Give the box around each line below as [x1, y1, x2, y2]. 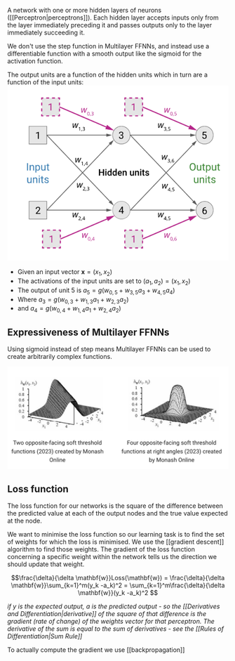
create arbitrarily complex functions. [7, 353, 112, 361]
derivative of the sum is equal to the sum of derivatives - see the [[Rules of [7, 624, 224, 633]
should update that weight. [7, 560, 85, 568]
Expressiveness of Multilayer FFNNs [7, 326, 170, 338]
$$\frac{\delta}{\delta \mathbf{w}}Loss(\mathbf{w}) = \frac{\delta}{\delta [11, 574, 225, 582]
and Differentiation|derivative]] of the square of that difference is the [7, 610, 207, 618]
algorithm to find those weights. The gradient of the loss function [7, 545, 195, 554]
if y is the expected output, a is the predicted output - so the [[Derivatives [7, 602, 220, 610]
